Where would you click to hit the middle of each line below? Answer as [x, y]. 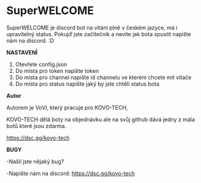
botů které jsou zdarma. [36, 125]
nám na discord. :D [30, 40]
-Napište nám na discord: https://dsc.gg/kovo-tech [71, 173]
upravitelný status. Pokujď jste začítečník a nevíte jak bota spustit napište [99, 34]
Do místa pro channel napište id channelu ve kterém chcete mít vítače [103, 77]
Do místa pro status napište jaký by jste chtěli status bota [87, 84]
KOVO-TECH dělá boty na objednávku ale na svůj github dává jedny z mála [100, 119]
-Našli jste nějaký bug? [35, 161]
